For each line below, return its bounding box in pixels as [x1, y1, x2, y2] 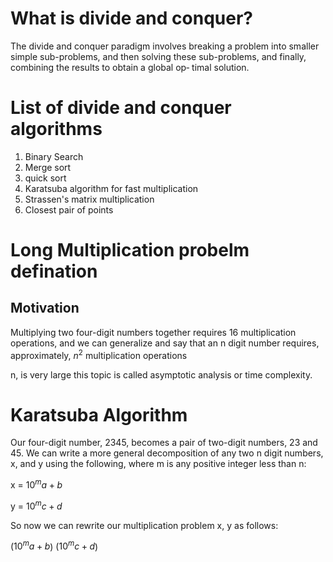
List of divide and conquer [10, 97, 232, 119]
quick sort [24, 172, 67, 184]
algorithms [10, 118, 103, 141]
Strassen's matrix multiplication [24, 193, 155, 205]
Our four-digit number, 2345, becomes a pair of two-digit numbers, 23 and [10, 437, 318, 449]
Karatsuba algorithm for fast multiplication [24, 182, 199, 194]
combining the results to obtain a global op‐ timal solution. [10, 61, 250, 73]
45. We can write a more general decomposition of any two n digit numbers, [10, 447, 324, 459]
